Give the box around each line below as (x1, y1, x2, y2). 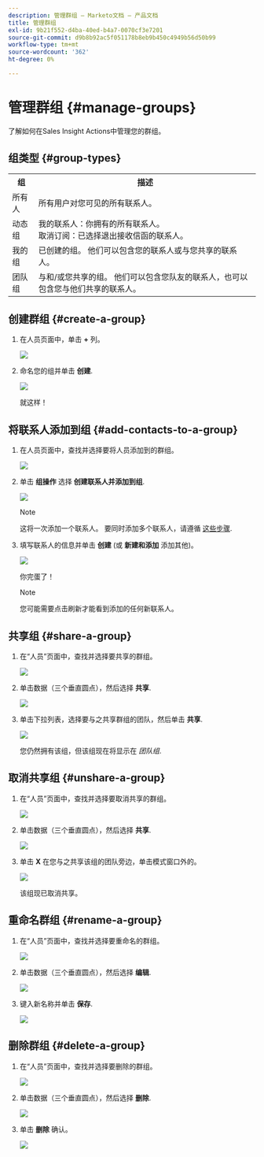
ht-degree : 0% (8, 56, 55, 64)
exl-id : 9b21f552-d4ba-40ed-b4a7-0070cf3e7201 (8, 26, 163, 34)
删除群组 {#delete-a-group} (8, 1039, 145, 1052)
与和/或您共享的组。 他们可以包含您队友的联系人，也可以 (38, 271, 248, 282)
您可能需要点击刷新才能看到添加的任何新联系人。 (19, 604, 178, 614)
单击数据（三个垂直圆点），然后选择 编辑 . (19, 967, 152, 977)
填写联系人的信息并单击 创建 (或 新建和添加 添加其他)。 (19, 540, 198, 550)
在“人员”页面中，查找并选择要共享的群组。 (19, 651, 157, 662)
